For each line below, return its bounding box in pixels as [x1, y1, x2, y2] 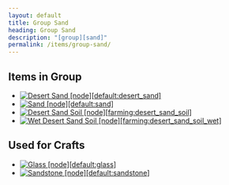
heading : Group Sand [8, 26, 77, 34]
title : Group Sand [8, 19, 69, 27]
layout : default [8, 11, 62, 20]
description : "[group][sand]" [8, 33, 108, 42]
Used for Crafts [8, 139, 85, 152]
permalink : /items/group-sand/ [8, 41, 111, 49]
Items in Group [8, 70, 82, 83]
